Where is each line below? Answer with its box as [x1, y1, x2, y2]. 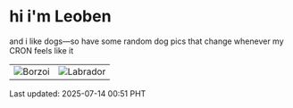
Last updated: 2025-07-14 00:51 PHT [9, 87, 146, 99]
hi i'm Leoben [9, 6, 112, 27]
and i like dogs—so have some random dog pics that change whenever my [9, 36, 284, 46]
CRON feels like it [9, 45, 74, 55]
